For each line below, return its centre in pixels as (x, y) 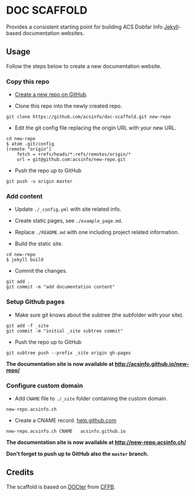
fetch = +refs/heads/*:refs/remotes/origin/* (74, 154)
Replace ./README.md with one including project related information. (97, 232)
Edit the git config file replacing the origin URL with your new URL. (95, 128)
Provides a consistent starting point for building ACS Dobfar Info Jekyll (92, 27)
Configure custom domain (44, 386)
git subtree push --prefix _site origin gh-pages (69, 353)
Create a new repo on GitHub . (51, 94)
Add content (24, 196)
